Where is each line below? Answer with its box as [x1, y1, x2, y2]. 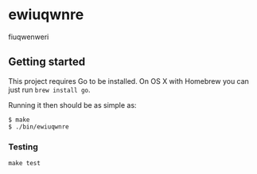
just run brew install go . [8, 85, 91, 94]
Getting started [8, 55, 86, 69]
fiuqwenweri [8, 32, 49, 42]
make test [8, 160, 41, 168]
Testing [8, 141, 38, 152]
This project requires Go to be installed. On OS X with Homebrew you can [8, 76, 249, 85]
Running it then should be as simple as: [8, 100, 137, 109]
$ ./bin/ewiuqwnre [8, 122, 69, 131]
